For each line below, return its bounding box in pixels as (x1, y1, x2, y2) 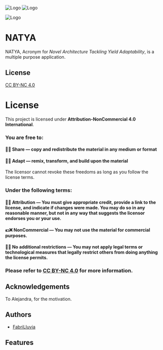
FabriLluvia (12, 324, 36, 330)
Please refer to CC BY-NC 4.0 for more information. (5, 267, 133, 274)
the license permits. (5, 255, 48, 261)
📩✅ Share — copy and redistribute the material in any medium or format (5, 146, 157, 153)
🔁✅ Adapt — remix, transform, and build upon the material (5, 158, 128, 164)
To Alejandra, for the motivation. (5, 296, 72, 302)
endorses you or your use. (5, 215, 61, 221)
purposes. (5, 232, 28, 239)
